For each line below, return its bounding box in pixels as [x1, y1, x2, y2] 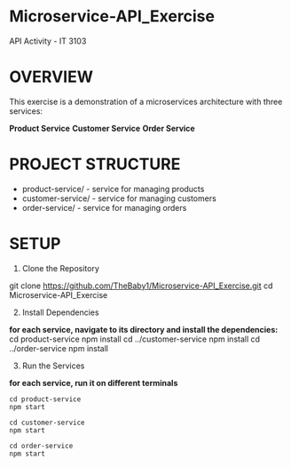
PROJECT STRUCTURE [9, 154, 181, 174]
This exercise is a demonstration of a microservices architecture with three [9, 96, 283, 107]
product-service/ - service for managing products [21, 183, 205, 194]
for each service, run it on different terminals [9, 377, 178, 388]
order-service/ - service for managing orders [21, 202, 187, 213]
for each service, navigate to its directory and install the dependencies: [9, 324, 279, 334]
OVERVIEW [9, 67, 94, 87]
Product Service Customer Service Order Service [9, 123, 195, 133]
